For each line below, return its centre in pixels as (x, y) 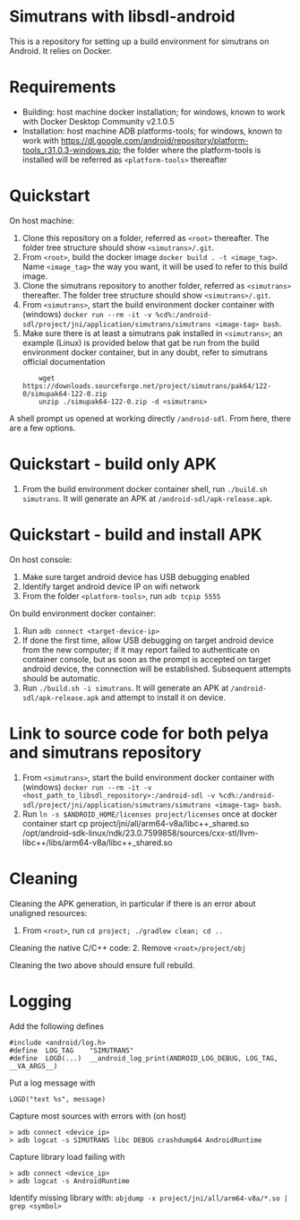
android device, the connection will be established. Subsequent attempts (157, 669)
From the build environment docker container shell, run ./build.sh (145, 489)
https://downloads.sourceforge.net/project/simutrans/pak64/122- (146, 386)
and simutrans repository (105, 753)
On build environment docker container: (83, 613)
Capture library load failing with (67, 1156)
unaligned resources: (48, 913)
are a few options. (43, 428)
